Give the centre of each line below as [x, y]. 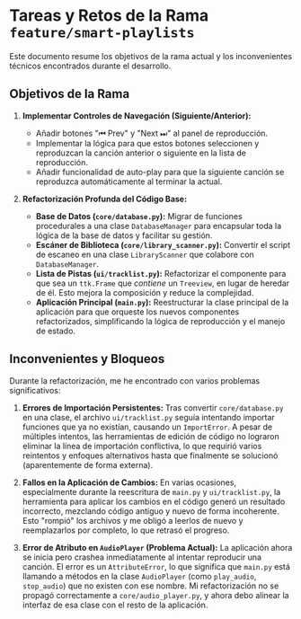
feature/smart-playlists [102, 33]
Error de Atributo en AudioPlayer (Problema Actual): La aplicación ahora [157, 547]
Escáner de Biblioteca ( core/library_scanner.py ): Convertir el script [163, 244]
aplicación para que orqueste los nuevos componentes [137, 312]
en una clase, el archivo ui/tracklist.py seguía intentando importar [149, 417]
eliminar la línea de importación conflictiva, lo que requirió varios [142, 446]
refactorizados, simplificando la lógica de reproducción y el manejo [160, 321]
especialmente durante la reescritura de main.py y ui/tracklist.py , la [151, 491]
